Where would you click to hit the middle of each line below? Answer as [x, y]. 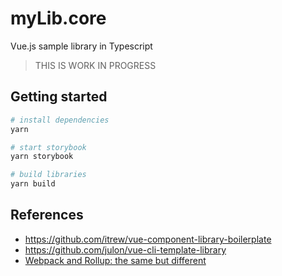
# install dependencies [60, 120]
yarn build [33, 184]
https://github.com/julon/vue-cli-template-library [125, 249]
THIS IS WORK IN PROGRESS [95, 65]
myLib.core [58, 18]
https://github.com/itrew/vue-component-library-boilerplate [148, 239]
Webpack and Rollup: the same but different [115, 260]
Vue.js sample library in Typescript [81, 46]
